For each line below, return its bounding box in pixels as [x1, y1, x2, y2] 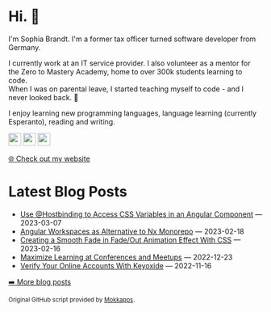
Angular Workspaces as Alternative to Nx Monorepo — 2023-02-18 [19, 226, 244, 236]
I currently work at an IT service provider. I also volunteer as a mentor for [8, 58, 251, 68]
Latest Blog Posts [8, 183, 127, 201]
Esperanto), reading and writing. [8, 116, 115, 126]
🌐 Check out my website [8, 154, 90, 163]
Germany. [8, 42, 41, 52]
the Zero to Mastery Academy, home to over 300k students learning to [8, 66, 243, 76]
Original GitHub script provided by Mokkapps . [8, 295, 135, 304]
